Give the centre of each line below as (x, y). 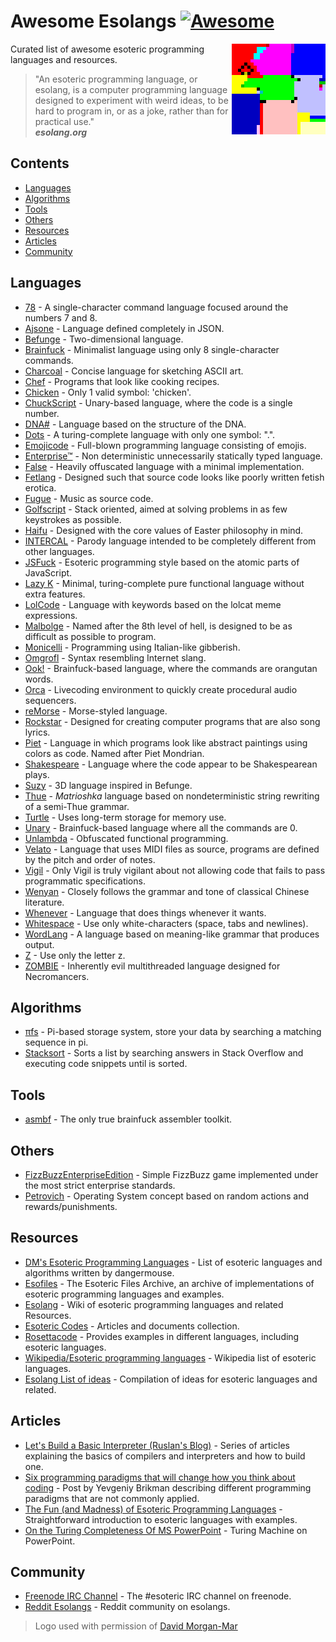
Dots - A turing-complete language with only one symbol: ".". (150, 434)
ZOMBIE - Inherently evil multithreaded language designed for (152, 966)
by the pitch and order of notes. (90, 859)
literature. (44, 902)
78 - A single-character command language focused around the (156, 307)
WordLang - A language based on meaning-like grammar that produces (172, 934)
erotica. (40, 487)
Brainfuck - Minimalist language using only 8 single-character (152, 349)
